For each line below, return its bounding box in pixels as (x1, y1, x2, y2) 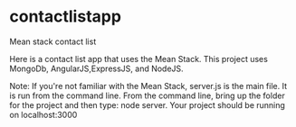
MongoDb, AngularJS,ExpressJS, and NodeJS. (9, 63, 184, 74)
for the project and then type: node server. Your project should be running (9, 99, 285, 110)
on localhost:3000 (9, 109, 78, 120)
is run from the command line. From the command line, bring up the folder (9, 90, 285, 101)
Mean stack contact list (9, 36, 97, 47)
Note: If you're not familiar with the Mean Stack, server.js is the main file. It (9, 80, 288, 91)
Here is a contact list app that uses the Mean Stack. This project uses (9, 53, 269, 64)
